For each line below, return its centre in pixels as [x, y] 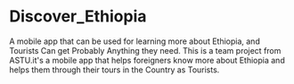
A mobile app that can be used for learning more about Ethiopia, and [135, 41]
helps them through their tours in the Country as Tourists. [114, 70]
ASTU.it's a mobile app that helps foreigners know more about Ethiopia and [147, 60]
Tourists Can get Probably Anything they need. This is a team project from [145, 50]
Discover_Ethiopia [78, 17]
